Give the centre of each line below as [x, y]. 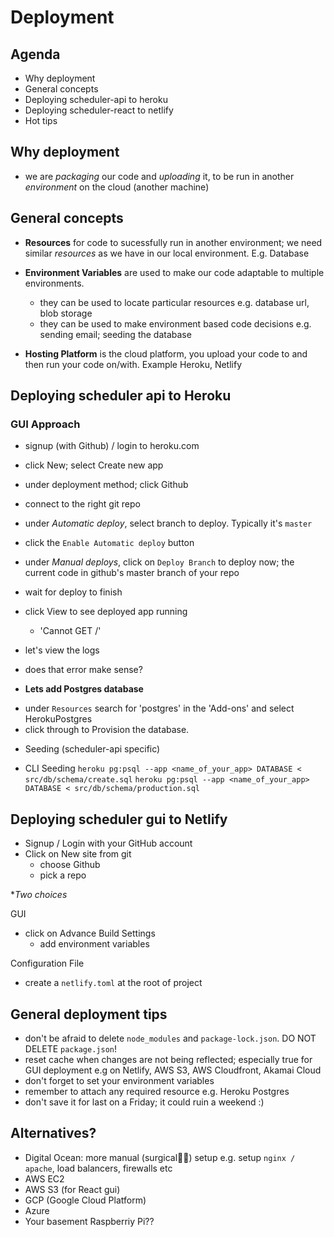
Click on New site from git [78, 854]
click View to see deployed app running [106, 612]
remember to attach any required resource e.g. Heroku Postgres [157, 1091]
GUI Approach [45, 424]
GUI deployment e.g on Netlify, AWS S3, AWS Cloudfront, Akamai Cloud [173, 1070]
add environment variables [94, 944]
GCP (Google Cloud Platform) [85, 1200]
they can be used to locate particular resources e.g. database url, [174, 302]
